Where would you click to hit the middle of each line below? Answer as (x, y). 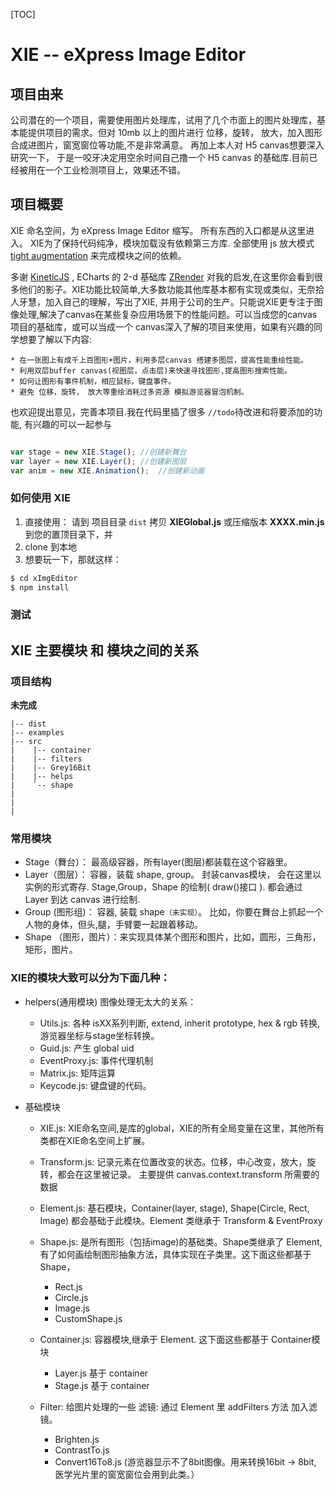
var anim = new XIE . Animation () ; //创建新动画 (107, 470)
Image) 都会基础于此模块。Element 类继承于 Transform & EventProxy (181, 1220)
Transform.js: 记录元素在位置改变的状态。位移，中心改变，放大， (173, 1161)
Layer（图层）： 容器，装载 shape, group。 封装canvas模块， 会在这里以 (173, 875)
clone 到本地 (50, 546)
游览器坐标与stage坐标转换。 (99, 1035)
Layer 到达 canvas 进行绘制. (82, 900)
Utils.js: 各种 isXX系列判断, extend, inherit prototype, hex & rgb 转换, (180, 1023)
